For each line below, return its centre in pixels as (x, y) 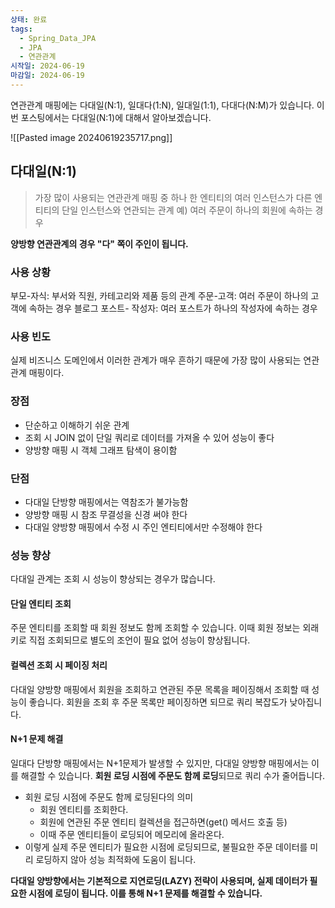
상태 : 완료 (29, 19)
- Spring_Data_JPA (58, 38)
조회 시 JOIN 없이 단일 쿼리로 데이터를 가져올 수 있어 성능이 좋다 (149, 437)
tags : (21, 29)
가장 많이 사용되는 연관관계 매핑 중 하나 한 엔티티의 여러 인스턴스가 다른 (173, 197)
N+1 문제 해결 (37, 739)
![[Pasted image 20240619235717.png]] (91, 137)
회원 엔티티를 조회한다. (84, 809)
